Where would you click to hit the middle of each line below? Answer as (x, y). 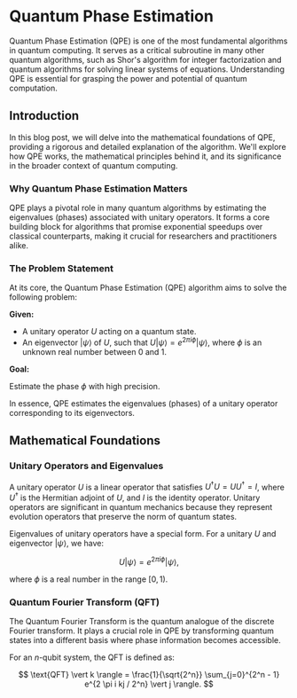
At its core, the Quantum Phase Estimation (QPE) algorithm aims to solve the (148, 288)
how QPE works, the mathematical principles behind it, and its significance (145, 156)
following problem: (43, 297)
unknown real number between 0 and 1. (94, 352)
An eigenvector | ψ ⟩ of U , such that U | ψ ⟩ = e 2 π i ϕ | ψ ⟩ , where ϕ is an (142, 341)
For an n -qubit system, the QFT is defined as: (92, 657)
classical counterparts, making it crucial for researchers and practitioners (143, 236)
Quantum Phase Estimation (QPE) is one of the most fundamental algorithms (148, 41)
